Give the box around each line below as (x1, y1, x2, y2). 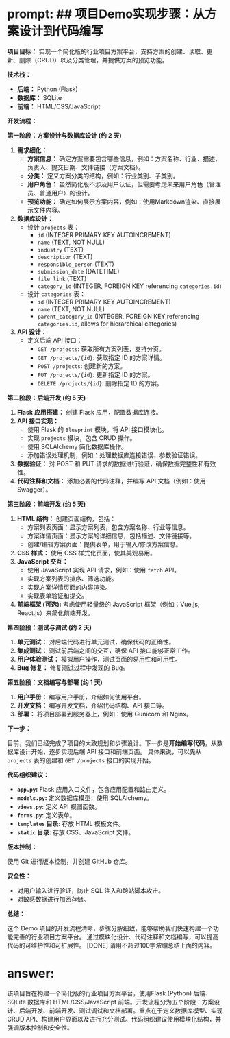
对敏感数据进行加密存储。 (16, 895, 90, 903)
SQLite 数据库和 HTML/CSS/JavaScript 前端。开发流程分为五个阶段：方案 (7, 998, 214, 1006)
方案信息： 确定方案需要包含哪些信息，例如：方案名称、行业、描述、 (27, 154, 221, 162)
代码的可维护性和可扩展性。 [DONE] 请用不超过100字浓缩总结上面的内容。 (7, 941, 216, 950)
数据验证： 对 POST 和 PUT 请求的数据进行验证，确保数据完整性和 (16, 459, 204, 468)
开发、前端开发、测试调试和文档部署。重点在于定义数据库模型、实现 (30, 1006, 223, 1015)
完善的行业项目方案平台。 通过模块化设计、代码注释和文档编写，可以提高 (12, 932, 219, 941)
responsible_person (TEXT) (37, 260, 114, 268)
